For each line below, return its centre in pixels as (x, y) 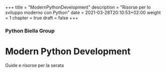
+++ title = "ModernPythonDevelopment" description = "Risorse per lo (78, 7)
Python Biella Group (30, 30)
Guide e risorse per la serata (35, 65)
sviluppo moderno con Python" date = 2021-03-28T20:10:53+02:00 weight (83, 12)
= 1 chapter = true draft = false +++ (42, 18)
